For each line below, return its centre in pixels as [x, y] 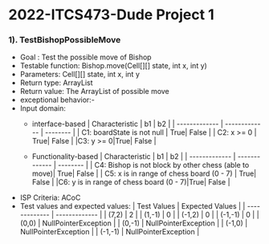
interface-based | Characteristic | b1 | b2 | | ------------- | [127, 124]
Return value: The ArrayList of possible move [95, 91]
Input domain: [43, 108]
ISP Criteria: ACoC [50, 197]
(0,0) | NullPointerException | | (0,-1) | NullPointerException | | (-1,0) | [134, 223]
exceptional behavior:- [57, 100]
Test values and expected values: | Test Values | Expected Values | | [132, 206]
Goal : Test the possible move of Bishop [86, 57]
